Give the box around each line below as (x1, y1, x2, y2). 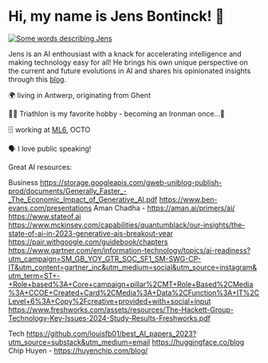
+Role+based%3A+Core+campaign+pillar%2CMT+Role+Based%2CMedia (8, 279, 254, 289)
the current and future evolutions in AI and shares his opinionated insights (8, 65, 251, 75)
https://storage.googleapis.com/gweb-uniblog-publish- (39, 177, 223, 187)
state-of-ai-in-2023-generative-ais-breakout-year (8, 228, 174, 238)
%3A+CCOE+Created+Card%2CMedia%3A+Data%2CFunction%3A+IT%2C (8, 287, 260, 298)
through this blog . (8, 74, 66, 84)
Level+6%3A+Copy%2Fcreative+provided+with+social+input (8, 296, 211, 306)
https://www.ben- (159, 195, 218, 204)
